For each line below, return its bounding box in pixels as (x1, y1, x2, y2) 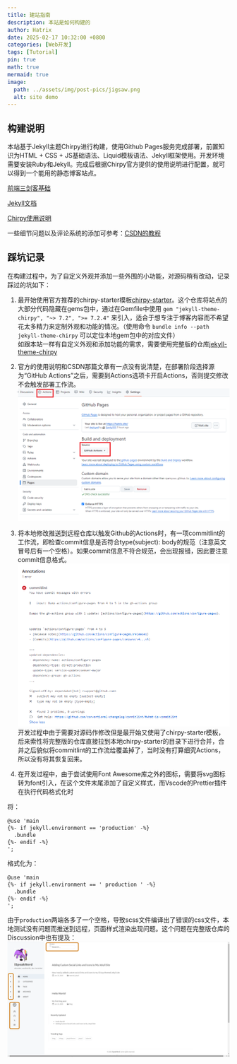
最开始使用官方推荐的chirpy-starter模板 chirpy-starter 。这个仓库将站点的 (17, 296, 228, 304)
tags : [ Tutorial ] (7, 49, 59, 56)
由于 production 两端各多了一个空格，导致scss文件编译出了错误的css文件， (7, 916, 224, 924)
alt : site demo (13, 93, 59, 100)
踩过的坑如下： (7, 280, 51, 289)
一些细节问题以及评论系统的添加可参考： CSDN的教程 (7, 229, 161, 238)
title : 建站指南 (7, 11, 51, 18)
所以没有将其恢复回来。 (17, 754, 86, 763)
